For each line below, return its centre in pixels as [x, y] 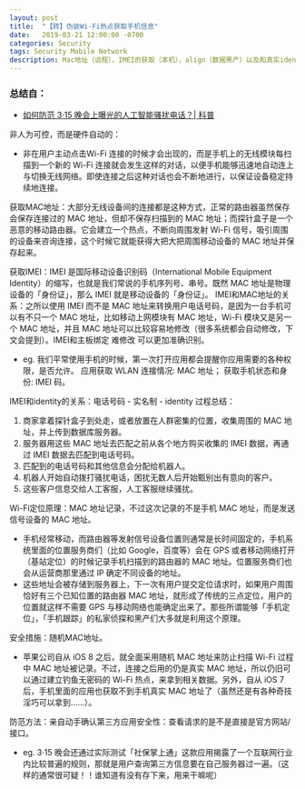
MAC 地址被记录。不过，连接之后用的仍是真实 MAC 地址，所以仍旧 [158, 668]
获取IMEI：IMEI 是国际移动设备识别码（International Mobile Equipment [141, 272]
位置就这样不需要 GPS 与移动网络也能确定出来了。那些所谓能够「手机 [152, 607]
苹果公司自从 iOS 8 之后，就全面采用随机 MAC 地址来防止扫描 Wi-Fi [149, 657]
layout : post [34, 18]
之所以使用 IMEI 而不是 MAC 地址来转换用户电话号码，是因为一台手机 [154, 306]
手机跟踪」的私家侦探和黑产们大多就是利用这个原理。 [146, 618]
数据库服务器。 [98, 432]
